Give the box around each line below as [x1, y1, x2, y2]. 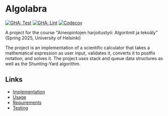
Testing [12, 104, 29, 111]
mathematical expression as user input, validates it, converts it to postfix [5, 50, 155, 56]
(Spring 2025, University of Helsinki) [5, 35, 81, 41]
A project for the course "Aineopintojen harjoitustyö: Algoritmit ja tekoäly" [5, 29, 158, 35]
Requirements [12, 99, 42, 105]
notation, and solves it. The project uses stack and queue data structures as [5, 55, 163, 61]
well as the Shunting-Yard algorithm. [5, 61, 81, 67]
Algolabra [5, 3, 47, 15]
